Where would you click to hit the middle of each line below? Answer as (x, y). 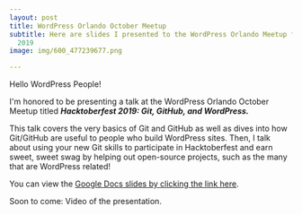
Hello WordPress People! (55, 84)
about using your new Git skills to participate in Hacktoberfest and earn (141, 148)
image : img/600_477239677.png (66, 51)
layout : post (34, 17)
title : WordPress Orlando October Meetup (88, 26)
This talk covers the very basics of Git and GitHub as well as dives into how (148, 129)
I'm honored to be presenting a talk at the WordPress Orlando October (139, 102)
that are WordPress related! (60, 167)
